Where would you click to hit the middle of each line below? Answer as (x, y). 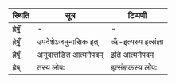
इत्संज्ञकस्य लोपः (134, 68)
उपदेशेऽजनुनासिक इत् (68, 41)
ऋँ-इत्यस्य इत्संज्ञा (137, 41)
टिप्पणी (137, 15)
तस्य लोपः (51, 68)
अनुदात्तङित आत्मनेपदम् (70, 55)
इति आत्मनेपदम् (132, 55)
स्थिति (21, 15)
